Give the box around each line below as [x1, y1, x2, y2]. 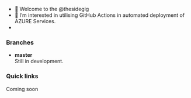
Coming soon [6, 85, 39, 92]
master [14, 52, 33, 59]
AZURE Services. [14, 18, 56, 24]
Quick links [6, 72, 39, 81]
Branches [6, 38, 34, 46]
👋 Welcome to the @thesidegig [14, 6, 89, 12]
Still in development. [14, 58, 64, 65]
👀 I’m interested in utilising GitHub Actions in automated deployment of [14, 12, 185, 19]
